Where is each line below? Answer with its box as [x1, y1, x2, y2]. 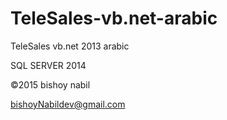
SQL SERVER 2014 [10, 59, 87, 71]
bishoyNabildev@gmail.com [10, 98, 126, 110]
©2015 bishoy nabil [10, 78, 91, 91]
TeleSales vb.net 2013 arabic [10, 40, 130, 52]
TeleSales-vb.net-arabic [10, 7, 218, 30]
